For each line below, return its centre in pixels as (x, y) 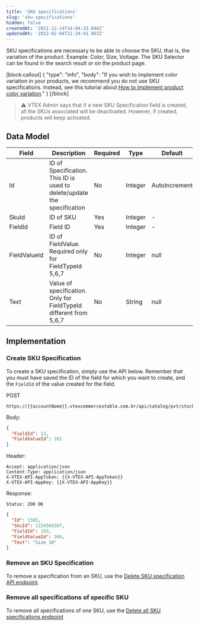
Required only (68, 251)
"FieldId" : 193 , (31, 531)
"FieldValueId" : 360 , (38, 537)
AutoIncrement (172, 185)
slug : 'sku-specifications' (41, 17)
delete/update (69, 192)
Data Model (28, 136)
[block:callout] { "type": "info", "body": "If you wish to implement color (92, 75)
